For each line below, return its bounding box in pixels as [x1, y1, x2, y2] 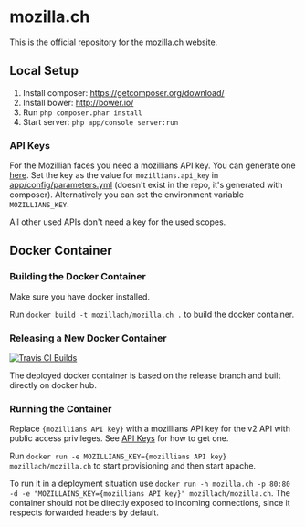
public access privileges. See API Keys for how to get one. [9, 433, 229, 444]
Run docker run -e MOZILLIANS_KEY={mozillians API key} [9, 450, 227, 462]
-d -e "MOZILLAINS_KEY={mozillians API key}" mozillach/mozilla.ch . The [9, 488, 290, 499]
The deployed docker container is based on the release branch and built [9, 370, 281, 381]
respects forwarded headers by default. [9, 507, 160, 518]
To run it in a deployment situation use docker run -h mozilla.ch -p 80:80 [9, 478, 290, 490]
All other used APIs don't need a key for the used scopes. [9, 216, 226, 227]
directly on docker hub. [9, 380, 98, 391]
